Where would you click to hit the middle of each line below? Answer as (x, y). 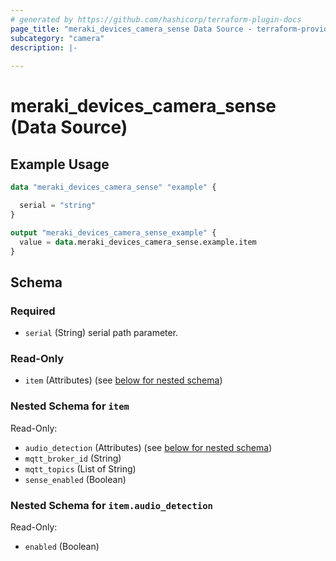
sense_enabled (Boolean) (75, 479)
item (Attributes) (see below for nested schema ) (123, 380)
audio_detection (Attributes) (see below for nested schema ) (148, 447)
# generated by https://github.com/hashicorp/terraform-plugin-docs (156, 19)
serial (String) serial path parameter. (101, 333)
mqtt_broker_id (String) (73, 458)
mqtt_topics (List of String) (80, 468)
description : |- (44, 47)
